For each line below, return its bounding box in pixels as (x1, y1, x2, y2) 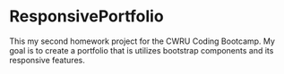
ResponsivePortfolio (9, 6, 164, 27)
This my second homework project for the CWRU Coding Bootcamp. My (9, 36, 276, 46)
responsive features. (9, 54, 85, 65)
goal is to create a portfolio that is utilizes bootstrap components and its (9, 45, 274, 55)
